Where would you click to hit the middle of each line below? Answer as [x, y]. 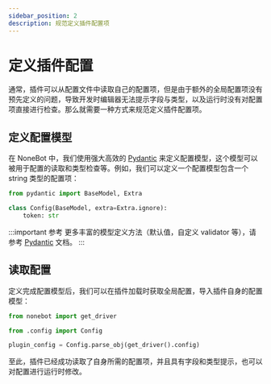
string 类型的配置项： [44, 179]
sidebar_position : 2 [43, 16]
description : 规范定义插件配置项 [59, 23]
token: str [41, 216]
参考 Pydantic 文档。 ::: [47, 242]
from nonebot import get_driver [63, 316]
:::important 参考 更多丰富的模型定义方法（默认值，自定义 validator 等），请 [132, 232]
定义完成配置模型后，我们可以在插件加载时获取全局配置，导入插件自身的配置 [135, 291]
